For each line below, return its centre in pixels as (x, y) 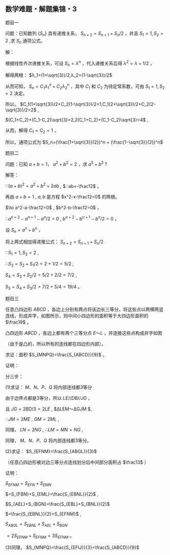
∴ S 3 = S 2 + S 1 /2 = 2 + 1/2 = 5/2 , (40, 264)
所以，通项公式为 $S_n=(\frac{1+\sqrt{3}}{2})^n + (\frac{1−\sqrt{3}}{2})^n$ (84, 142)
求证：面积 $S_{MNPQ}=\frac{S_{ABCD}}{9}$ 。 (56, 354)
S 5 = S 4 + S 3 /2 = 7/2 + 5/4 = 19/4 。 (44, 287)
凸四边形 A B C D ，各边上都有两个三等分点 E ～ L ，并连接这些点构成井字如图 (84, 333)
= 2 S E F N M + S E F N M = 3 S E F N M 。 (41, 536)
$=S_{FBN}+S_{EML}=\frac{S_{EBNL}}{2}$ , (52, 494)
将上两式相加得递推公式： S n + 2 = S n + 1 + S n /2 (54, 242)
